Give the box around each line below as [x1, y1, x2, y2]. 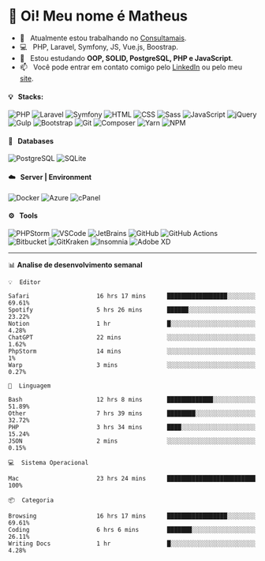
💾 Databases [8, 136, 54, 145]
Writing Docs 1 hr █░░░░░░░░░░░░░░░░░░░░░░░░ [8, 540, 256, 548]
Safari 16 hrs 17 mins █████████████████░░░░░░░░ [8, 292, 256, 300]
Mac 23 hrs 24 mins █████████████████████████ [8, 474, 256, 482]
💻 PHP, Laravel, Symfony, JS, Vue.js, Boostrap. [19, 42, 179, 51]
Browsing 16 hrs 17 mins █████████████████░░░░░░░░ [8, 512, 256, 520]
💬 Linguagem [8, 382, 51, 390]
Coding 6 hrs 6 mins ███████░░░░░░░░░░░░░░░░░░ [8, 525, 256, 533]
